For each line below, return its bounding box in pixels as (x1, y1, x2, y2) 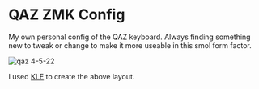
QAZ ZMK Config (8, 6, 125, 24)
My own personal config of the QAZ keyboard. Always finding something (8, 32, 251, 42)
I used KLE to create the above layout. (8, 71, 135, 81)
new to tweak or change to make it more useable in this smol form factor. (8, 40, 253, 50)
